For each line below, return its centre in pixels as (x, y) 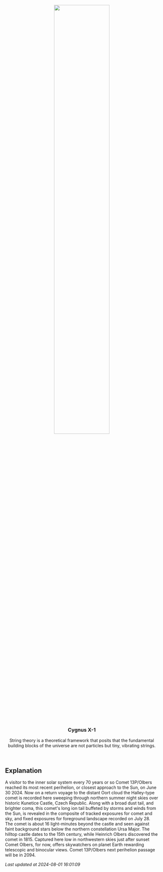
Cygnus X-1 (82, 730)
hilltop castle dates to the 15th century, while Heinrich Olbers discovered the (81, 834)
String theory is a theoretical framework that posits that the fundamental (82, 741)
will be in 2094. (20, 855)
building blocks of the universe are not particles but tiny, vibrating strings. (82, 746)
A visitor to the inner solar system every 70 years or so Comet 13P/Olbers (79, 783)
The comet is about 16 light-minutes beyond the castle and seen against (77, 824)
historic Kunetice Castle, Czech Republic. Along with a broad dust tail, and (80, 803)
